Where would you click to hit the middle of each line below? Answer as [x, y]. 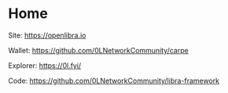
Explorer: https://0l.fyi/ [45, 65]
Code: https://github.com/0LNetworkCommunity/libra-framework [114, 80]
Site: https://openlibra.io [47, 35]
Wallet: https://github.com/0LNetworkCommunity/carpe [98, 50]
